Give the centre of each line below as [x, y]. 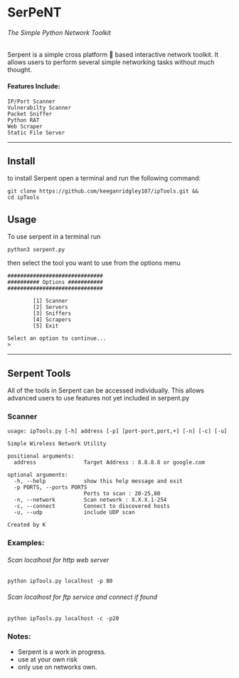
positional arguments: [41, 456]
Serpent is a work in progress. [62, 652]
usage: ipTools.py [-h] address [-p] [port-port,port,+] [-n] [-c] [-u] [117, 431]
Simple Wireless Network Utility [57, 444]
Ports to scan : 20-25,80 [122, 494]
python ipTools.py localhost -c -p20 [63, 618]
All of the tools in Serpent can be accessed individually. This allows [106, 390]
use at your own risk [48, 659]
